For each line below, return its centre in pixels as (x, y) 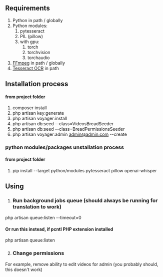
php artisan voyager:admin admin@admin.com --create (70, 134)
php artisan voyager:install (40, 118)
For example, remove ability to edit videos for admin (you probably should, (82, 264)
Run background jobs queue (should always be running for (85, 200)
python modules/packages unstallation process (64, 147)
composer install (29, 108)
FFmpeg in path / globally (39, 63)
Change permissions (38, 253)
